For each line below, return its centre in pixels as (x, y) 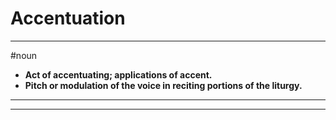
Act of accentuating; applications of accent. (118, 74)
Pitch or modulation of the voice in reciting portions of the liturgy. (163, 85)
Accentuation (68, 18)
